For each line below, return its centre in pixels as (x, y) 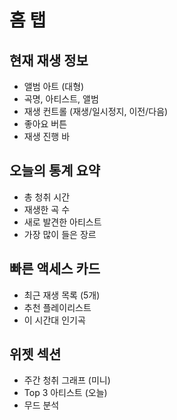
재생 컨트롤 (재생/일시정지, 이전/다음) (96, 111)
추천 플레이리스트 (57, 307)
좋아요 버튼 (45, 124)
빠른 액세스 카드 (55, 269)
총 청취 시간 (47, 197)
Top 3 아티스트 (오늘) (65, 393)
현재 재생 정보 (49, 60)
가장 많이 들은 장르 (60, 234)
